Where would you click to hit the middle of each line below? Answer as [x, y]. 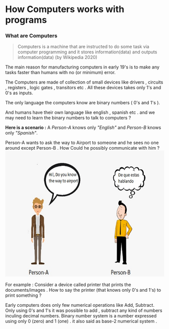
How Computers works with [65, 9]
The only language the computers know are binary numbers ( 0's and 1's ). [83, 103]
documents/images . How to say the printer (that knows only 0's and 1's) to [83, 290]
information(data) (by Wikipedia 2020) [57, 57]
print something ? [23, 295]
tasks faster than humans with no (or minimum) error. [61, 73]
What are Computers [31, 36]
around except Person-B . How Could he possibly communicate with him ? [82, 148]
